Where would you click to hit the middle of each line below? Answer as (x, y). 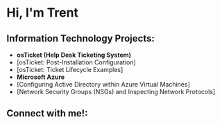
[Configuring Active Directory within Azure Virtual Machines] (103, 84)
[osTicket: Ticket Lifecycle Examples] (70, 70)
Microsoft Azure (41, 77)
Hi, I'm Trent (43, 13)
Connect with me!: (47, 113)
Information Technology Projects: (81, 38)
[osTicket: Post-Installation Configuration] (76, 62)
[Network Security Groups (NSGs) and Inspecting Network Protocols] (116, 92)
